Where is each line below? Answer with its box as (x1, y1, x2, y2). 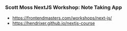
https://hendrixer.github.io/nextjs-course (12, 20, 95, 26)
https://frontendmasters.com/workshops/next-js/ (12, 15, 112, 21)
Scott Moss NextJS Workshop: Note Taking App (5, 4, 122, 11)
